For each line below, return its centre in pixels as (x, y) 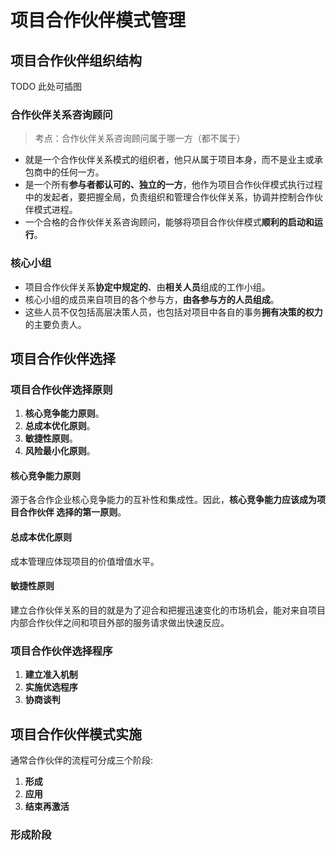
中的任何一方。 (73, 172)
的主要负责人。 (55, 324)
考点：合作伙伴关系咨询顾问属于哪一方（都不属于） (140, 138)
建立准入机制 (51, 675)
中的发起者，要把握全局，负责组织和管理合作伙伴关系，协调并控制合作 (169, 197)
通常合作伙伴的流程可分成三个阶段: (82, 760)
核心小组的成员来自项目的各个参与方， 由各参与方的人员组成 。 (152, 299)
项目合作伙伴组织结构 (76, 60)
